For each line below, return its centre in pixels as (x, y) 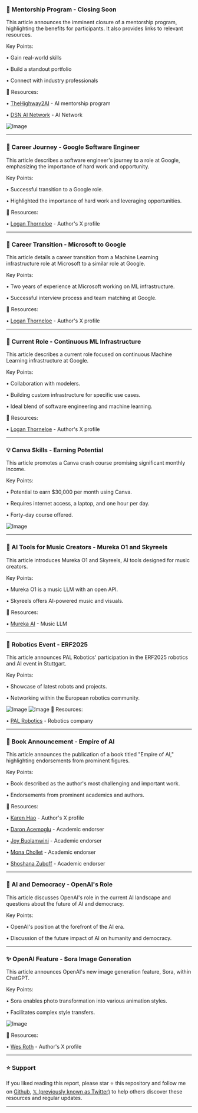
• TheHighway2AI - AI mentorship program (58, 103)
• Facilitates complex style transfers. (51, 1012)
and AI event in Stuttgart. (36, 664)
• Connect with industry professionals (52, 81)
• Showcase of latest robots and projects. (57, 687)
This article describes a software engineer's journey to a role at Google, (93, 160)
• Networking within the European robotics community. (73, 698)
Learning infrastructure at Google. (47, 361)
